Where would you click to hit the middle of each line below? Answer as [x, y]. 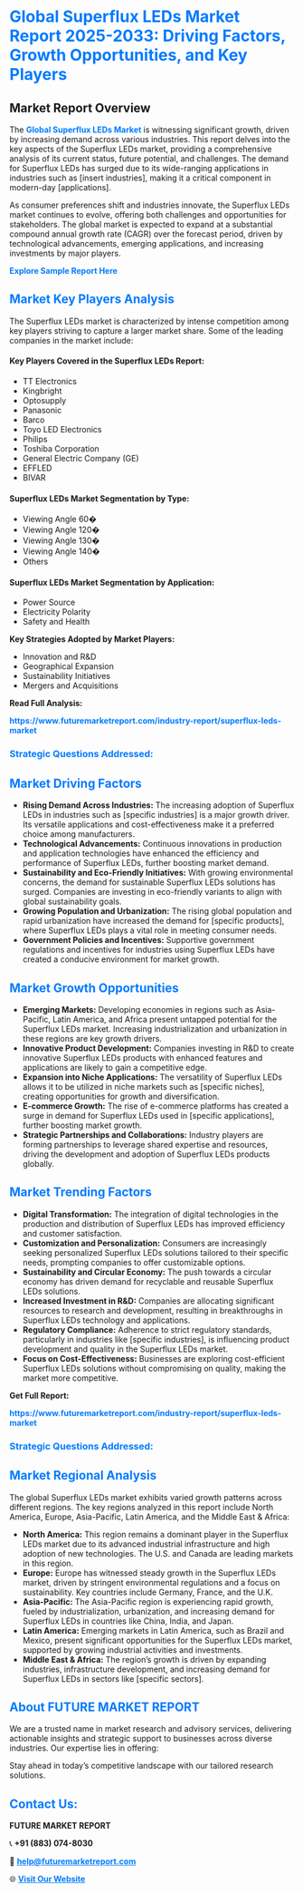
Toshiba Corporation [61, 449]
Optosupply [44, 401]
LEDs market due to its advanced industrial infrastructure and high [146, 1544]
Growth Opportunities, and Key [128, 55]
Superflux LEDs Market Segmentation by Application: [112, 582]
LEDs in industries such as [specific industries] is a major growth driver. [156, 815]
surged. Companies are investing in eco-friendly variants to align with [152, 892]
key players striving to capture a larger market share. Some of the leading [147, 330]
